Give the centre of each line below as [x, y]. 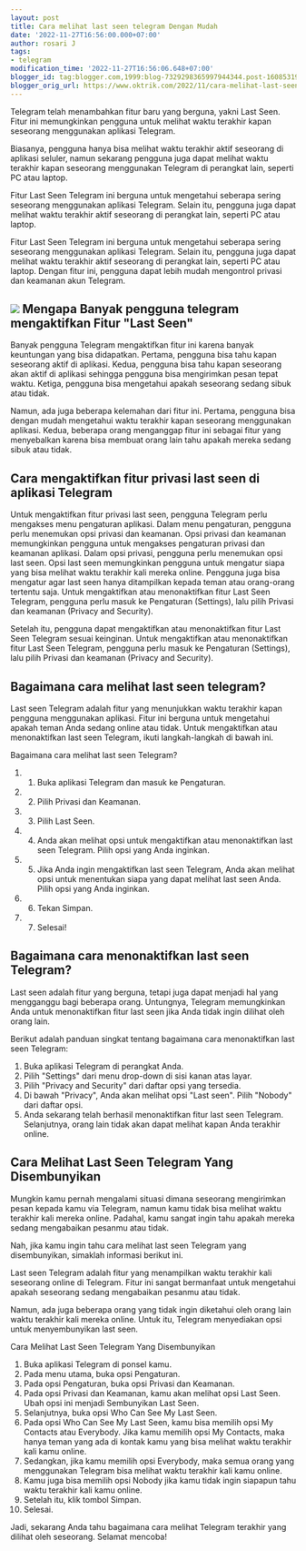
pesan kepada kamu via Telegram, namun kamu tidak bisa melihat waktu [146, 1208]
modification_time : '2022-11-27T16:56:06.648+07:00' [112, 69]
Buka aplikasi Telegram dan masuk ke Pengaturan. [131, 783]
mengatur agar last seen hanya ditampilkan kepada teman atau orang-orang [153, 583]
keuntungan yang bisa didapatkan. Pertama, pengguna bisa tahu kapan [143, 355]
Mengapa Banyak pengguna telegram [131, 309]
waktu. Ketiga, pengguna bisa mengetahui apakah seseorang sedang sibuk [151, 384]
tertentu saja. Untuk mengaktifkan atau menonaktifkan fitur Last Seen [140, 592]
